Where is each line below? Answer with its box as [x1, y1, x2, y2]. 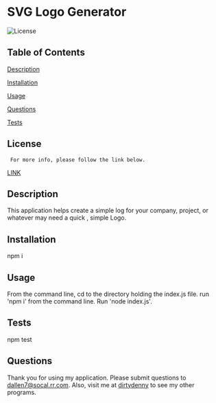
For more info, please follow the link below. [10, 156, 146, 163]
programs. [7, 388, 36, 396]
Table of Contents [7, 47, 86, 58]
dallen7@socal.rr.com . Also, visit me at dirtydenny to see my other [7, 380, 195, 389]
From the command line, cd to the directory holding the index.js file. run [7, 290, 209, 298]
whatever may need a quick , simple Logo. [7, 214, 127, 222]
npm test [7, 335, 32, 343]
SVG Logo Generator [7, 4, 127, 20]
